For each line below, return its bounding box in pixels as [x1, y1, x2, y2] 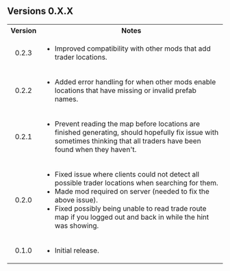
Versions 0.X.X [7, 5, 74, 17]
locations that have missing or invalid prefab [54, 86, 196, 95]
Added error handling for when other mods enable [54, 77, 216, 86]
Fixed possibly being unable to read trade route [54, 203, 207, 213]
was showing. [54, 220, 99, 230]
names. [54, 94, 79, 103]
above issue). [54, 195, 98, 205]
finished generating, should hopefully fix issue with [54, 127, 219, 137]
